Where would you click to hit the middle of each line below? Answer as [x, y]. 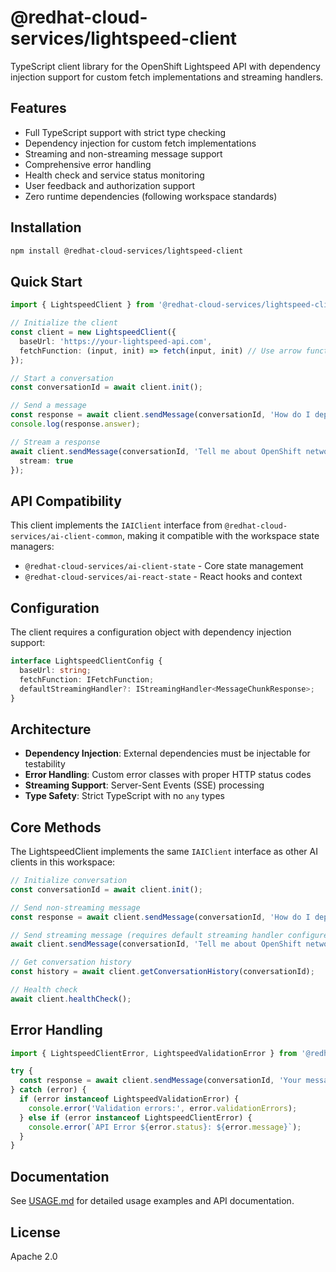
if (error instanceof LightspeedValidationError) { [129, 1099]
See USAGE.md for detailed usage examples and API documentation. [152, 1201]
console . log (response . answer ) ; [75, 424]
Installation [46, 227]
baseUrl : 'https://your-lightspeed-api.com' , [116, 341]
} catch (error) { [48, 1090]
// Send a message [48, 406]
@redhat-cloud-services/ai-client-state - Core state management [164, 566]
